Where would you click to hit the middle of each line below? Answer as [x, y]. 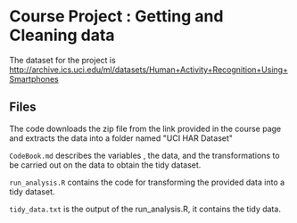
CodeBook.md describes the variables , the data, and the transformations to [144, 155]
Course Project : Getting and [116, 17]
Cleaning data [62, 35]
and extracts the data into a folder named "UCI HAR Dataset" [121, 138]
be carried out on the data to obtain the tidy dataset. [105, 165]
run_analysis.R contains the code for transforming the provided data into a [147, 182]
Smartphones [34, 78]
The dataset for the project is [62, 60]
